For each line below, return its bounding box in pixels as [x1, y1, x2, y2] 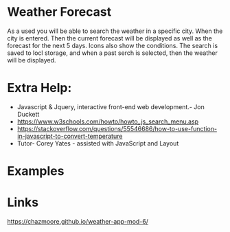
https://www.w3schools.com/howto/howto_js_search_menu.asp [16, 117, 199, 126]
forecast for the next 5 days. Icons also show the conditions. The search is [7, 41, 218, 49]
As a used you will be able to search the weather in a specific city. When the [7, 27, 223, 35]
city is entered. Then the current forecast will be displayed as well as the [7, 34, 213, 42]
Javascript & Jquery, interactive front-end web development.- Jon [16, 102, 205, 111]
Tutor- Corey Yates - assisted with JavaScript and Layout [16, 139, 179, 148]
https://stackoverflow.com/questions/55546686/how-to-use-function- [16, 124, 218, 132]
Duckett [16, 110, 40, 118]
